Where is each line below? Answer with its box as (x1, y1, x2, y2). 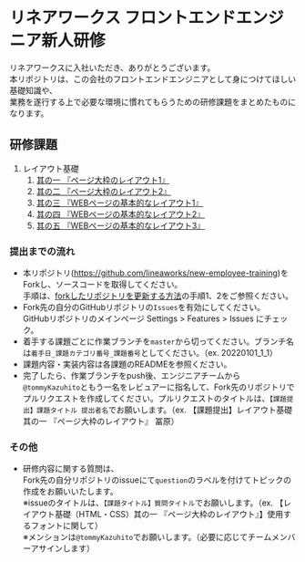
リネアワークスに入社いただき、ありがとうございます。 (9, 62, 216, 73)
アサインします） (30, 543, 96, 554)
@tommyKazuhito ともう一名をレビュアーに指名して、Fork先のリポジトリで (22, 381, 295, 392)
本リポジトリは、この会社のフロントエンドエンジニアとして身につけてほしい (9, 73, 297, 84)
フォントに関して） (30, 520, 103, 531)
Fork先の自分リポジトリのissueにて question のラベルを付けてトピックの (22, 474, 291, 485)
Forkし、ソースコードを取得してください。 (22, 279, 183, 290)
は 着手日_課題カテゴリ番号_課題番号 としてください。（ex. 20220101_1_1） (22, 348, 278, 359)
